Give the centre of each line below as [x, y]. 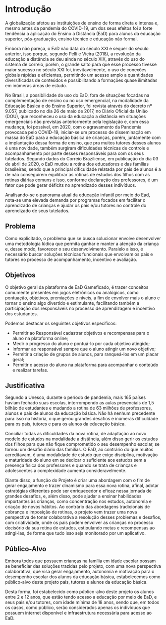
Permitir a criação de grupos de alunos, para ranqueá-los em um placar [85, 354]
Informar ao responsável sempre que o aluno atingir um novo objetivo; [84, 349]
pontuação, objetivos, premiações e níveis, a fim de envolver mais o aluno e [83, 298]
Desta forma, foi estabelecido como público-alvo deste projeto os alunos [80, 592]
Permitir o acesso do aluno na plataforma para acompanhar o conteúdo [85, 365]
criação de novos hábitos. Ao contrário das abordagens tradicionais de [78, 507]
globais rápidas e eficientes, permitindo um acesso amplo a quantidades [79, 75]
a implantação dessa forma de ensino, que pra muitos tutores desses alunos [83, 142]
